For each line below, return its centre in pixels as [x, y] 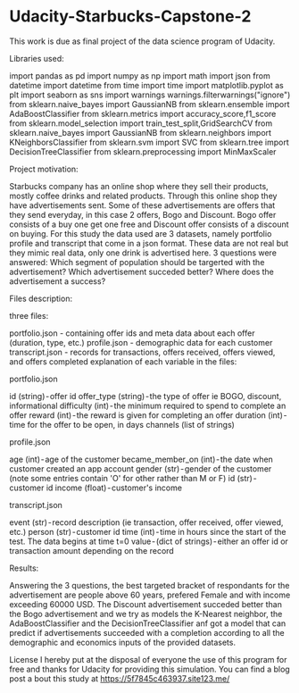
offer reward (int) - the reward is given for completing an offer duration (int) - [148, 415]
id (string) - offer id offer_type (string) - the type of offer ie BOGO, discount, [145, 396]
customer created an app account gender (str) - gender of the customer [141, 468]
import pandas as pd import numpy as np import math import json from [140, 75]
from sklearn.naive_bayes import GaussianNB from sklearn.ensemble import [149, 104]
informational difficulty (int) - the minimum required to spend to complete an [148, 405]
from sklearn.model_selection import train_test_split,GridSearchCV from [141, 123]
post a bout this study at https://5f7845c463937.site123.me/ [120, 678]
